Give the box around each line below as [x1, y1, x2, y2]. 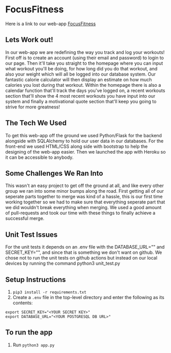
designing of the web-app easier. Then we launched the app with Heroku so [5, 148, 166, 155]
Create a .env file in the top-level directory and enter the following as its [12, 294, 165, 300]
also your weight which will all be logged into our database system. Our [5, 71, 156, 77]
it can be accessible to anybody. [5, 154, 74, 160]
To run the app [5, 328, 53, 337]
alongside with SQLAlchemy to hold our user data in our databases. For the [5, 138, 164, 144]
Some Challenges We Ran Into [5, 169, 103, 178]
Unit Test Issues [5, 230, 58, 239]
